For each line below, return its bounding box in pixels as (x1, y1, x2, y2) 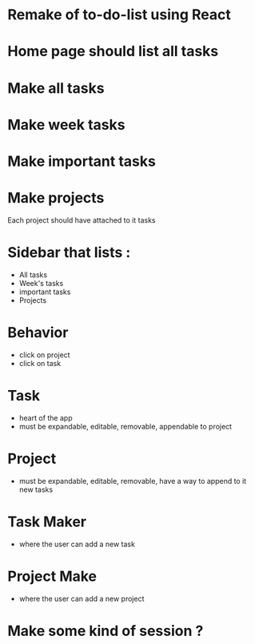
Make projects (7, 189, 105, 207)
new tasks (18, 485, 54, 494)
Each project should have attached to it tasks (7, 215, 156, 225)
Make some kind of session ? (7, 622, 204, 640)
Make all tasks (7, 78, 105, 97)
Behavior (7, 324, 69, 341)
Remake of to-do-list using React (7, 6, 231, 24)
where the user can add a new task (18, 539, 135, 549)
